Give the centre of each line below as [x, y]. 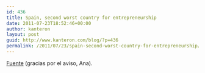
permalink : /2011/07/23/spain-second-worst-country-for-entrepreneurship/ [103, 46]
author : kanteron [28, 29]
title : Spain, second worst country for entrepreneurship [81, 18]
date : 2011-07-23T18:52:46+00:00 [49, 23]
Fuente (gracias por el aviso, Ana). [49, 63]
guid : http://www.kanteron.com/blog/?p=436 [63, 40]
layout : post [23, 35]
